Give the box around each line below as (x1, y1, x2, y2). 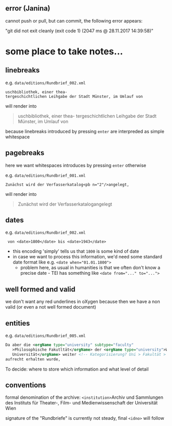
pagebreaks (5, 149, 45, 157)
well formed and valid (5, 285, 76, 294)
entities (5, 319, 30, 328)
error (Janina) (5, 4, 50, 13)
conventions (5, 380, 46, 389)
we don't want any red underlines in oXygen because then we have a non (5, 298, 160, 305)
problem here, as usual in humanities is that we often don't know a (20, 265, 160, 271)
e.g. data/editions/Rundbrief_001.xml (5, 172, 86, 178)
